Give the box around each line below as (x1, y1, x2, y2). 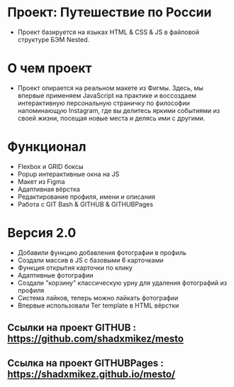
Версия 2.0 (7, 225, 77, 241)
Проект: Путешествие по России (7, 4, 212, 21)
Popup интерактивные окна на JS (17, 170, 120, 178)
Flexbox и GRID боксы (17, 162, 84, 170)
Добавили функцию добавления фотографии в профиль (17, 248, 186, 256)
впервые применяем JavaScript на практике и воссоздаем (17, 91, 197, 99)
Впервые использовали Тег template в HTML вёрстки (17, 301, 179, 310)
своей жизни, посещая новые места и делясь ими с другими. (17, 114, 206, 122)
